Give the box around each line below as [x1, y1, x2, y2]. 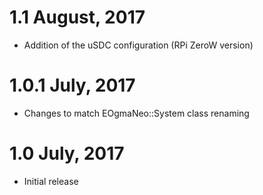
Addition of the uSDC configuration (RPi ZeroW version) [23, 39, 254, 51]
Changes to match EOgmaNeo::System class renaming [23, 107, 250, 119]
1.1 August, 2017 [9, 6, 146, 29]
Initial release [23, 175, 79, 187]
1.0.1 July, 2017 [9, 74, 136, 97]
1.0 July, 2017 [9, 142, 125, 165]
